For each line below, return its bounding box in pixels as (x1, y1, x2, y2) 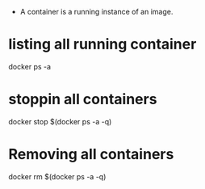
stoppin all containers (8, 90, 157, 108)
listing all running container (8, 36, 197, 53)
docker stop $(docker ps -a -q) (8, 116, 112, 126)
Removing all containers (8, 145, 174, 164)
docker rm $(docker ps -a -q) (8, 171, 107, 181)
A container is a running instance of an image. (19, 7, 174, 16)
